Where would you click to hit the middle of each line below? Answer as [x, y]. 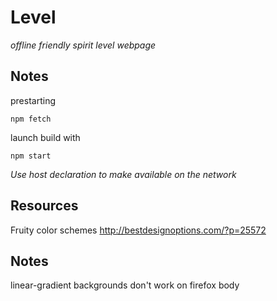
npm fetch [31, 119]
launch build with [45, 137]
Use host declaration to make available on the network [123, 174]
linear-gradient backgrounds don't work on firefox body [125, 285]
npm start [31, 156]
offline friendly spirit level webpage [83, 45]
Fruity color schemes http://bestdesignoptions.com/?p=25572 [138, 230]
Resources [44, 206]
